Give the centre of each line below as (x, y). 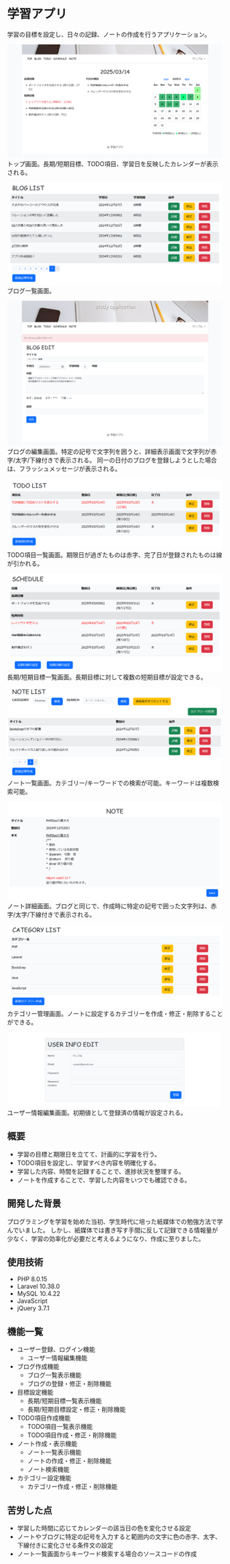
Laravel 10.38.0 (38, 1286)
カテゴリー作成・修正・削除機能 (72, 1486)
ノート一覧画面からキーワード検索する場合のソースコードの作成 (107, 1554)
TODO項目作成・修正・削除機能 (72, 1435)
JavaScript (32, 1301)
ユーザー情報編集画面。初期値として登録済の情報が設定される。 (97, 1113)
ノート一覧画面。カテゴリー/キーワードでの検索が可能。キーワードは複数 (110, 783)
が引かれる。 (25, 564)
